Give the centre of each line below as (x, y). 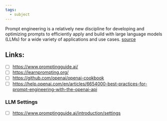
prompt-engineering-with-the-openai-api (55, 89)
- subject (20, 14)
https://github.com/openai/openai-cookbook (58, 78)
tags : (11, 10)
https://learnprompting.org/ (40, 72)
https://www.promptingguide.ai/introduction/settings (67, 113)
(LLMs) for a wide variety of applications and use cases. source (71, 39)
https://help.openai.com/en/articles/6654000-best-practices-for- (80, 84)
